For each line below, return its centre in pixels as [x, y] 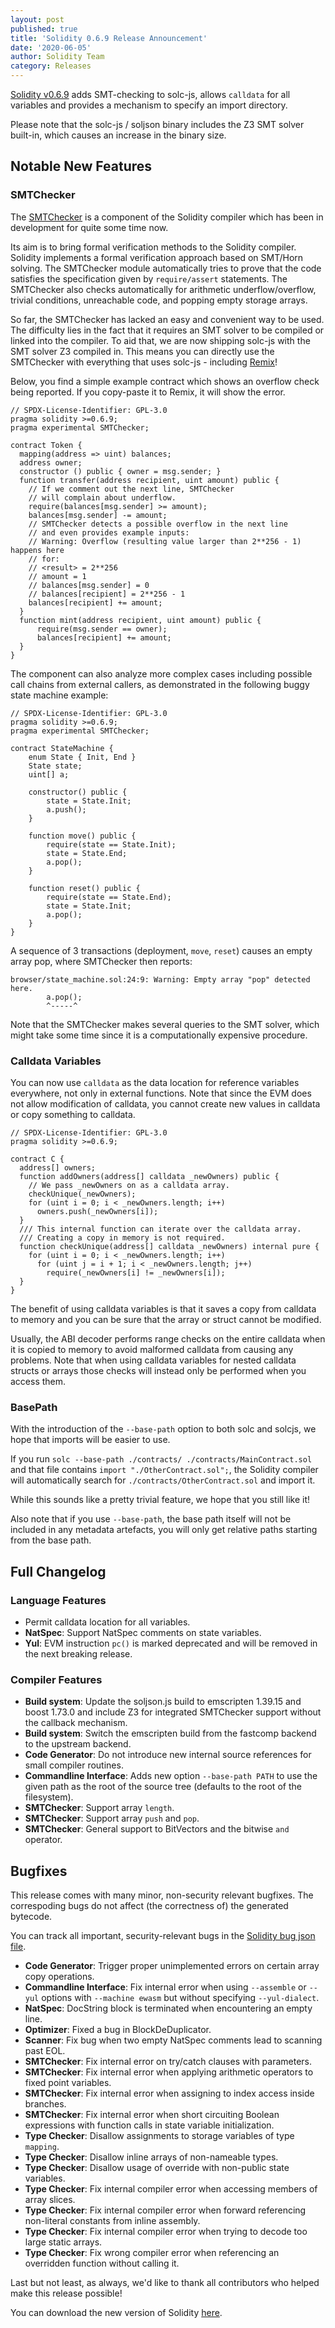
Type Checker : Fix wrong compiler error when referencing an [152, 2253]
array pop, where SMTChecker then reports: [101, 961]
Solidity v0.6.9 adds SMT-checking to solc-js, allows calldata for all [150, 94]
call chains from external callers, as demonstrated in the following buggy [160, 684]
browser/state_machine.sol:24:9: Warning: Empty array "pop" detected [160, 979]
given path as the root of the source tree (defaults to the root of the [163, 1787]
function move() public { [82, 836]
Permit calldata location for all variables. [107, 1622]
